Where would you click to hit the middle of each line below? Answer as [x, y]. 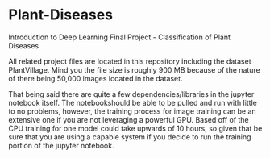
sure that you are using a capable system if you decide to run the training [130, 137]
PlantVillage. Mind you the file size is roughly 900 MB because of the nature [134, 69]
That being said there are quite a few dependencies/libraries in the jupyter [131, 94]
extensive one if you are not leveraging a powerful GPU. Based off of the [129, 119]
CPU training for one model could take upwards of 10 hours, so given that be [135, 128]
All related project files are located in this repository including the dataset [130, 61]
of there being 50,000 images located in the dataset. [96, 78]
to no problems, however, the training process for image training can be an [132, 111]
